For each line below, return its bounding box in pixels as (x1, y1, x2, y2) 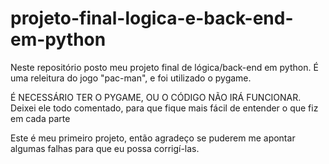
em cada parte (10, 112, 71, 124)
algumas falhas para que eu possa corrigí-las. (10, 142, 200, 154)
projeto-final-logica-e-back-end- (10, 7, 294, 30)
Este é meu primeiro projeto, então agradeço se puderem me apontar (10, 132, 296, 144)
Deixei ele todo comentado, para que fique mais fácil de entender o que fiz (10, 102, 319, 114)
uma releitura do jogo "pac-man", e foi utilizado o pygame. (10, 72, 252, 84)
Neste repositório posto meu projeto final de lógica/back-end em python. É (10, 61, 319, 73)
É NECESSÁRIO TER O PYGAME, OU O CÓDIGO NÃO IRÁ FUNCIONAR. (10, 91, 302, 103)
